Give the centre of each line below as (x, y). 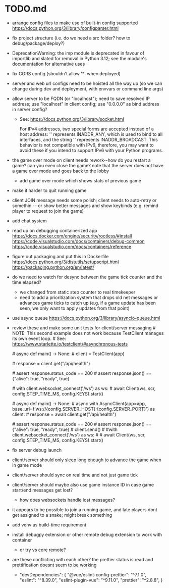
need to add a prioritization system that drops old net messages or (89, 297)
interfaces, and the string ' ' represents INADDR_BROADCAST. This (89, 139)
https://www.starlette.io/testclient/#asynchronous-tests (70, 344)
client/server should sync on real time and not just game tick (75, 475)
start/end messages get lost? (42, 490)
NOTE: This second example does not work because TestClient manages (88, 333)
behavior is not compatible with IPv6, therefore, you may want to (87, 145)
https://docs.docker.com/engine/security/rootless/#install (72, 236)
